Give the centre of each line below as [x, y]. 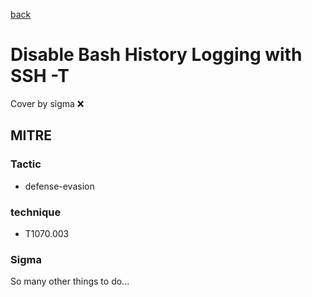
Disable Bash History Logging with [156, 55]
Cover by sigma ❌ [47, 103]
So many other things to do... [70, 281]
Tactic [26, 164]
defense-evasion [59, 186]
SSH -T [40, 76]
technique [36, 212]
